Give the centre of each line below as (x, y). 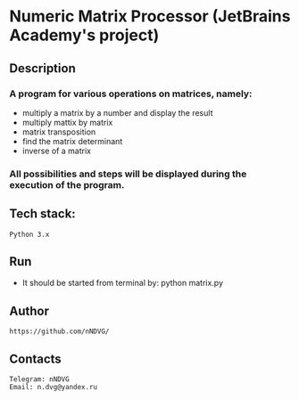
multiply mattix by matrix (67, 122)
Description (42, 68)
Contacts (36, 359)
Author (29, 310)
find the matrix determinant (72, 141)
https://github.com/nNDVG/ (59, 331)
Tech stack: (42, 214)
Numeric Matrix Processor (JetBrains (150, 16)
